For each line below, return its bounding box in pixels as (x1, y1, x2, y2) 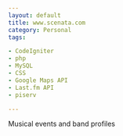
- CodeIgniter (8, 48, 55, 55)
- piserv (8, 91, 37, 98)
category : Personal (8, 26, 72, 34)
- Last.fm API (8, 84, 55, 91)
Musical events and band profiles (8, 119, 116, 129)
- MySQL (8, 62, 34, 70)
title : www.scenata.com (8, 19, 86, 27)
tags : (8, 33, 26, 41)
